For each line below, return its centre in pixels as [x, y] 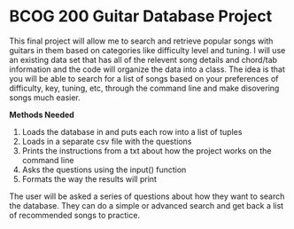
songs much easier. [45, 97]
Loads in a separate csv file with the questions [107, 141]
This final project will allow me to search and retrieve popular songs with [141, 41]
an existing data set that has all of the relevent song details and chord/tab [143, 59]
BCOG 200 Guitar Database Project [141, 16]
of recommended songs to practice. [74, 215]
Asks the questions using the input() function [104, 170]
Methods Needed [42, 114]
